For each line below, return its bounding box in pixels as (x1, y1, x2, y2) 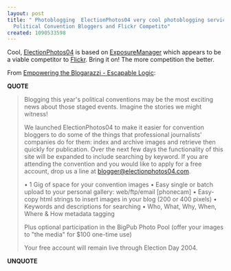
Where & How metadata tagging (23, 210, 115, 218)
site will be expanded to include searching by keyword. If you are (23, 153, 208, 161)
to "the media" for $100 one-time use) (23, 230, 132, 239)
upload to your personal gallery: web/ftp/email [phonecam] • (23, 188, 197, 196)
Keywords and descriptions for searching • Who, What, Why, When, (23, 202, 217, 210)
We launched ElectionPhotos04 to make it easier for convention (23, 123, 205, 131)
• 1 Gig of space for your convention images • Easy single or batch (23, 180, 213, 189)
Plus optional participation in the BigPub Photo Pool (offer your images (23, 223, 224, 231)
